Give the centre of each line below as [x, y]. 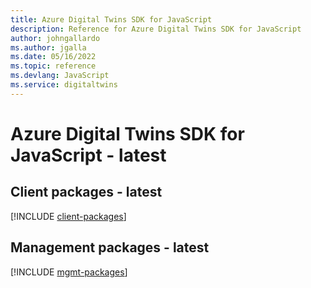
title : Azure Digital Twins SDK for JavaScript [111, 19]
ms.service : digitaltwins [64, 85]
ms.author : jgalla [48, 47]
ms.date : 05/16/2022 [53, 57]
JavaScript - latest [88, 155]
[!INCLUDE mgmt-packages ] [69, 272]
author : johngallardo [55, 38]
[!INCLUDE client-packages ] [68, 216]
